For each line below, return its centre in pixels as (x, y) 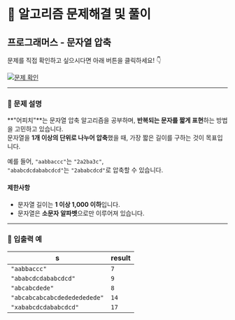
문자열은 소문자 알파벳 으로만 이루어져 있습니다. (81, 213)
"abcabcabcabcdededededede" (57, 297)
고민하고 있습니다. (39, 129)
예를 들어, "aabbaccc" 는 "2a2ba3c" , (56, 161)
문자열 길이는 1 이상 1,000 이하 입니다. (69, 204)
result (121, 258)
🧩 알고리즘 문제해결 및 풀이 (79, 14)
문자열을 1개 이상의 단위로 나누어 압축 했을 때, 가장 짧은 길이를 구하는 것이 (106, 138)
